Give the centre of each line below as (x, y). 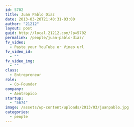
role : (11, 79)
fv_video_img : (20, 61)
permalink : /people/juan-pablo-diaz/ (45, 38)
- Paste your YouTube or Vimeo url (47, 47)
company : (14, 89)
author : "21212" (22, 24)
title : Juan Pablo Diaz (30, 14)
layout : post (19, 28)
